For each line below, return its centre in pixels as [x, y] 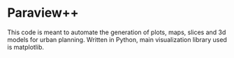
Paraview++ [43, 13]
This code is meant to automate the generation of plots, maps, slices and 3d [117, 32]
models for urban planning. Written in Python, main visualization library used [117, 39]
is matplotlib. [25, 47]
